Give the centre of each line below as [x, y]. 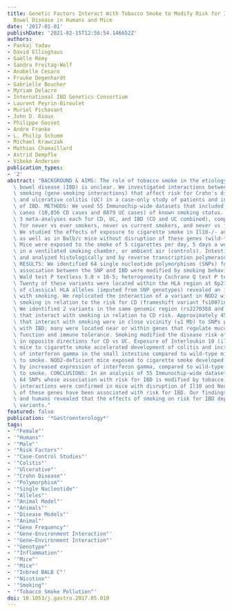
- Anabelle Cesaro [33, 71]
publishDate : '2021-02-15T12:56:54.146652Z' [72, 33]
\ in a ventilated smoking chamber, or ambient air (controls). [108, 251]
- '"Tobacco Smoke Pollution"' [52, 591]
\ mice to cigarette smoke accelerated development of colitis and [113, 347]
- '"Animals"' [28, 508]
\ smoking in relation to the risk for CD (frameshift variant [106, 303]
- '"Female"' [26, 431]
